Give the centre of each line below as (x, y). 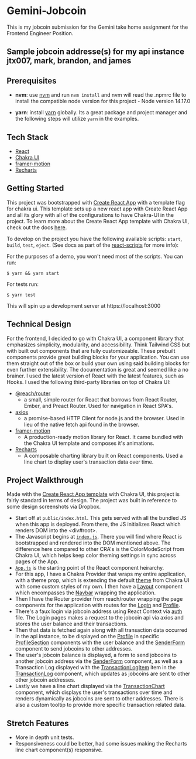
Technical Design (39, 324)
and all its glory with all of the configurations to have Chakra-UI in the (90, 215)
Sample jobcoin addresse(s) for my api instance (96, 52)
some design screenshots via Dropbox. (54, 507)
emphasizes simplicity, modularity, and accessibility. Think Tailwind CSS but (98, 345)
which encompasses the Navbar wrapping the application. (85, 593)
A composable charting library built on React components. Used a (103, 455)
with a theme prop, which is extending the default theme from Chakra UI (102, 580)
